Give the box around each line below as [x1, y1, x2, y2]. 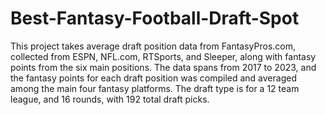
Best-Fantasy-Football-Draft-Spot [10, 7, 300, 30]
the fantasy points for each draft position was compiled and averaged [10, 72, 297, 84]
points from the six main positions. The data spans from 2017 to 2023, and [10, 61, 317, 73]
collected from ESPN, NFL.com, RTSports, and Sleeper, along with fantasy [10, 50, 317, 62]
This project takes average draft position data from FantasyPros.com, [10, 40, 297, 52]
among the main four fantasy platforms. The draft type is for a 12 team [10, 82, 300, 94]
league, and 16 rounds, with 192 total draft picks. [10, 93, 210, 105]
